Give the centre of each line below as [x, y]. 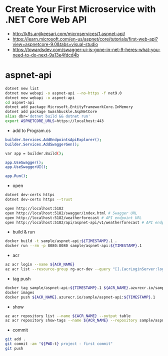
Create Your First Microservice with [80, 9]
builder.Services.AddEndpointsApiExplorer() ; [53, 139]
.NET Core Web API [46, 20]
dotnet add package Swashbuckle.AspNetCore [51, 112]
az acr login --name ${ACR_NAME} [40, 264]
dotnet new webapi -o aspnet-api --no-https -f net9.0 [63, 93]
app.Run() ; [16, 176]
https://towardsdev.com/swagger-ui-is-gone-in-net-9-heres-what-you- [86, 49]
